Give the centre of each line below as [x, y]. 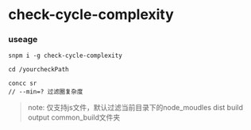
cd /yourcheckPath [39, 70]
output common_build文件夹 [74, 117]
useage [23, 40]
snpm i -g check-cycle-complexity [66, 56]
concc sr [23, 84]
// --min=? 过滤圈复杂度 [46, 92]
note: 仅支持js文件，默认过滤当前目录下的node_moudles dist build [135, 108]
